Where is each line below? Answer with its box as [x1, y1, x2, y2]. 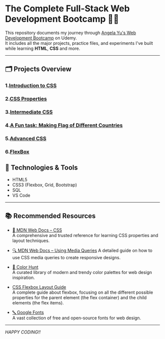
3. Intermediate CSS [5, 109, 53, 116]
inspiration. [12, 274, 35, 281]
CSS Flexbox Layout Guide [12, 284, 66, 290]
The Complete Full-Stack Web [5, 3, 130, 14]
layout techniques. [12, 237, 50, 244]
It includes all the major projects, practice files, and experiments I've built [5, 40, 153, 46]
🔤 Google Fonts [12, 309, 44, 315]
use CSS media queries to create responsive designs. [12, 255, 121, 261]
